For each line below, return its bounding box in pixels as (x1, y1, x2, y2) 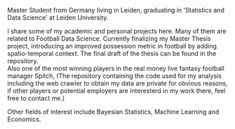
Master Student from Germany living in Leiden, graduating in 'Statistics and (7, 6, 224, 14)
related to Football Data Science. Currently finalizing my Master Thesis (7, 34, 211, 43)
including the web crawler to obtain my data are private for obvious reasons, (7, 79, 228, 87)
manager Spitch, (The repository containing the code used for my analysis (7, 72, 222, 80)
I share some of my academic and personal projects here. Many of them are (7, 27, 227, 35)
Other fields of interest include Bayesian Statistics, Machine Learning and (7, 108, 220, 116)
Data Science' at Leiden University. (7, 13, 109, 22)
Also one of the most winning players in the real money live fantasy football (7, 64, 224, 72)
